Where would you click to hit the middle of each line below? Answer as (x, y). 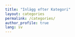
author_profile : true (27, 23)
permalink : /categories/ (30, 18)
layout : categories (25, 14)
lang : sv (14, 27)
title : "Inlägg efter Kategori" (38, 9)
